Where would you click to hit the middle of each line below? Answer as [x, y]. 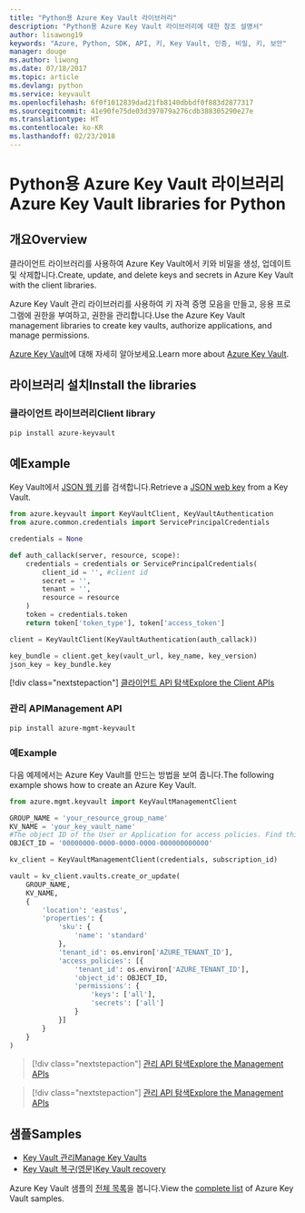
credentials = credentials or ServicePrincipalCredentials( [142, 564]
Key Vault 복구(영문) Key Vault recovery [94, 1169]
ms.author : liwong [44, 60]
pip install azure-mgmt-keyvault [73, 728]
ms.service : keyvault [50, 94]
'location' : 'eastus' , [85, 910]
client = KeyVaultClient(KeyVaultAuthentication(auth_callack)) [133, 639]
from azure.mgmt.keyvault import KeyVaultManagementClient [123, 802]
